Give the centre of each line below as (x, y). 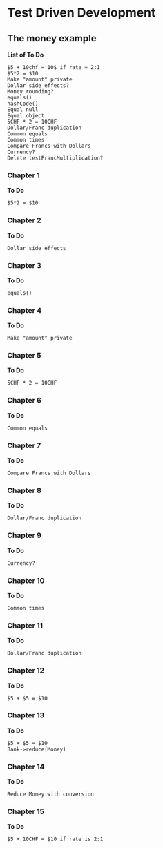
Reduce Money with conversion (51, 794)
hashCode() (23, 104)
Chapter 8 (24, 490)
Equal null (23, 110)
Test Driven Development (81, 13)
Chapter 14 (26, 767)
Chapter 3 (24, 265)
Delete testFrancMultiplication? (55, 158)
